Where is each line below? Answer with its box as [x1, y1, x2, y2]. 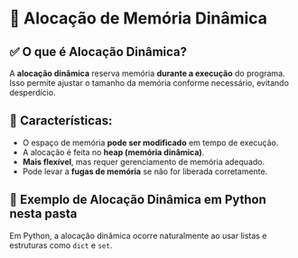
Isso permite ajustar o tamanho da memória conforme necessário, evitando [9, 78, 289, 88]
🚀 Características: [9, 113, 113, 129]
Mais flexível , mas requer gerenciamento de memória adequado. [22, 156, 265, 167]
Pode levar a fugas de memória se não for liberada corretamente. [22, 166, 268, 177]
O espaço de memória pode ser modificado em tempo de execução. [22, 137, 279, 148]
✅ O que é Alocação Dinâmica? [9, 44, 188, 60]
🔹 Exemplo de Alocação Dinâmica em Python [9, 192, 266, 207]
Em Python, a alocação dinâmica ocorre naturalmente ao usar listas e [9, 230, 267, 241]
